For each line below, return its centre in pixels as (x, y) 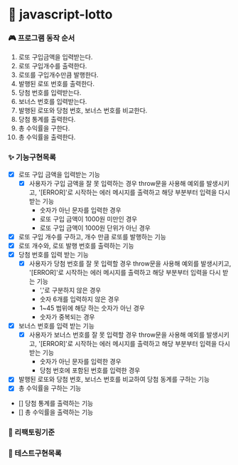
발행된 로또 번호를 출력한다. (56, 84)
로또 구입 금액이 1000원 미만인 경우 (88, 219)
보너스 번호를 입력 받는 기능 (56, 326)
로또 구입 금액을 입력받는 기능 (59, 174)
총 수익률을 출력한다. (47, 137)
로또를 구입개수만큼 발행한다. (58, 75)
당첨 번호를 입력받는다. (50, 93)
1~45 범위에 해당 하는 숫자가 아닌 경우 (92, 308)
